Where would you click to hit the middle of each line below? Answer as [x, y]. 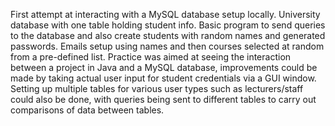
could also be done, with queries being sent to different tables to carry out [163, 99]
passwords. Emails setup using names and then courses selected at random [167, 46]
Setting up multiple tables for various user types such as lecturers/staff [157, 88]
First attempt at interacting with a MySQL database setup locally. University [165, 14]
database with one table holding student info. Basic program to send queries [168, 25]
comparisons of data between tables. [87, 110]
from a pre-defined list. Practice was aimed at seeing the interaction [151, 57]
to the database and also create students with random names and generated [168, 35]
